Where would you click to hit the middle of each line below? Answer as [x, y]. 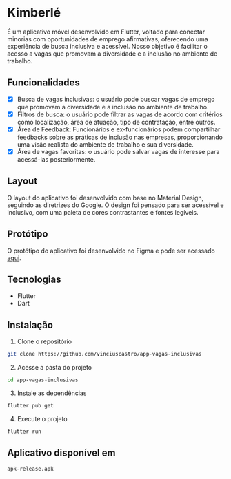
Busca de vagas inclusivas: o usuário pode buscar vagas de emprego [116, 99]
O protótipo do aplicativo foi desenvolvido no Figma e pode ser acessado [111, 251]
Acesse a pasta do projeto [54, 368]
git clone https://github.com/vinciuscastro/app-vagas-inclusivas [104, 354]
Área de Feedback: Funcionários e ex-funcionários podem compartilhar [119, 129]
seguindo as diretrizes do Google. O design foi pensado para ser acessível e [115, 205]
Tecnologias [34, 280]
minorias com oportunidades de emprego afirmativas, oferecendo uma [108, 39]
